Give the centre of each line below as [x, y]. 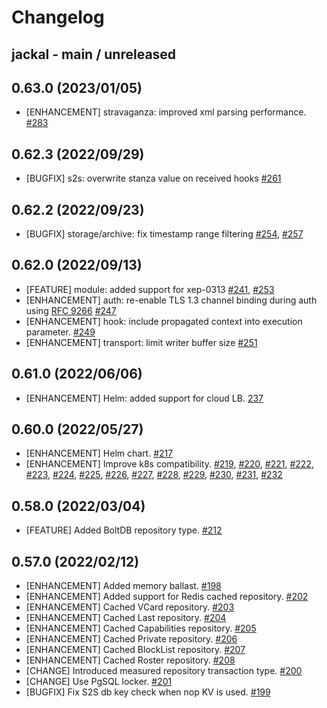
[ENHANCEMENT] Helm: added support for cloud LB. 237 [144, 398]
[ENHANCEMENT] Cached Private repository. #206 [131, 639]
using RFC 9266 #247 [71, 310]
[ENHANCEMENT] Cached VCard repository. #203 [130, 607]
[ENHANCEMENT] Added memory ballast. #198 [123, 586]
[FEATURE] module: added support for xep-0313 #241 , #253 [150, 289]
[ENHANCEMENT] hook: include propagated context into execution [164, 321]
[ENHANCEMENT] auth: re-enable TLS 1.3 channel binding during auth [171, 300]
